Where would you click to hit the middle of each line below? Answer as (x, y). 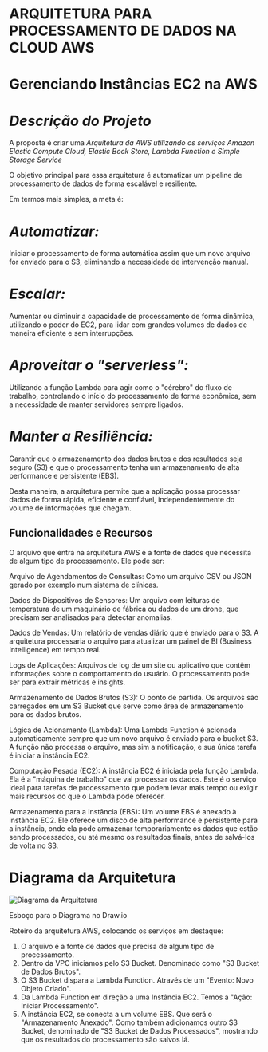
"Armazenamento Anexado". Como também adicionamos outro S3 (129, 1022)
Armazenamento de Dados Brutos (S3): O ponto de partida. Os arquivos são (134, 697)
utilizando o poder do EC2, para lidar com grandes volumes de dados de (128, 325)
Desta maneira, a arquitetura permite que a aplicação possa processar (124, 491)
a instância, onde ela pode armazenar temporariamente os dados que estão (134, 828)
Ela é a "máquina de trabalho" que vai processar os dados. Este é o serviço (133, 779)
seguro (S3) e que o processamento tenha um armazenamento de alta (124, 467)
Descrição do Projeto (81, 121)
